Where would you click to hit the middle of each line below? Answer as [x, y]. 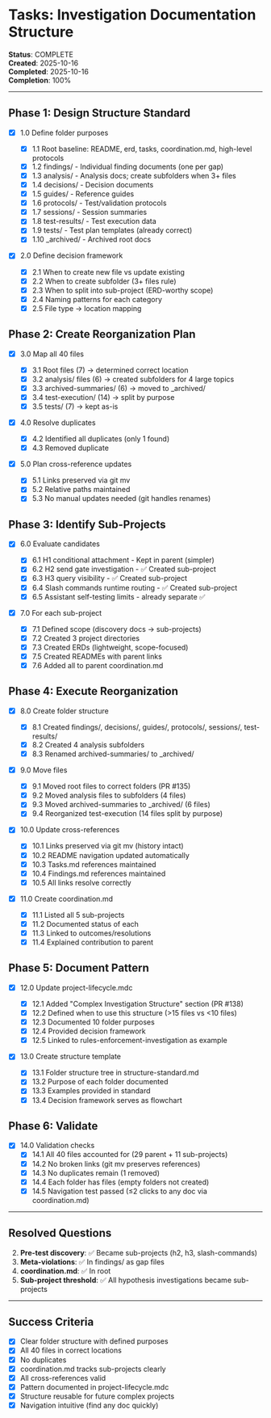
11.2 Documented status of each [85, 924]
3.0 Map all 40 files [52, 354]
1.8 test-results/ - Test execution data [94, 221]
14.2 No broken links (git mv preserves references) [116, 1163]
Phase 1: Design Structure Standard [100, 114]
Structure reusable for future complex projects [97, 1396]
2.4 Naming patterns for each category [97, 299]
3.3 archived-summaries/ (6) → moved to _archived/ [119, 388]
